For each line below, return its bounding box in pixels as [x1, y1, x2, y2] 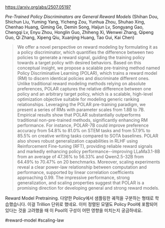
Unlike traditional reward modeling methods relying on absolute [17, 81, 146, 86]
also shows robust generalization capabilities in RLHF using [17, 138, 138, 144]
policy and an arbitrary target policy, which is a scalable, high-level [17, 91, 153, 97]
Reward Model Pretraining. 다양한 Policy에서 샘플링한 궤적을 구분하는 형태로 [5, 195, 154, 201]
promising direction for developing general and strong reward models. [17, 185, 160, 191]
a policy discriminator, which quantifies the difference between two [17, 49, 154, 55]
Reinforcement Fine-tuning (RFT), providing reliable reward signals [17, 143, 153, 149]
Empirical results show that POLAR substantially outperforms [17, 112, 141, 117]
